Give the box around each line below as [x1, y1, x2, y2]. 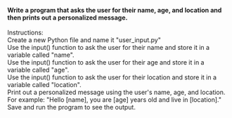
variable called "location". [7, 81, 82, 88]
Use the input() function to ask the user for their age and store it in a [7, 58, 205, 66]
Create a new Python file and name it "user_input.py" [7, 36, 162, 44]
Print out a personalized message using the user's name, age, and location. [7, 88, 226, 96]
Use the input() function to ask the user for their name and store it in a [7, 44, 210, 51]
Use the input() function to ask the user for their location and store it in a [7, 73, 217, 81]
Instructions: [7, 28, 44, 37]
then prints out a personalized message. [7, 13, 128, 22]
